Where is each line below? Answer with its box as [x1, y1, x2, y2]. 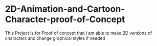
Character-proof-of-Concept [5, 14, 125, 25]
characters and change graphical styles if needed [5, 35, 105, 41]
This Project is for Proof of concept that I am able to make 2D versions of [5, 30, 153, 36]
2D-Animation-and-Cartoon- [5, 3, 125, 15]
